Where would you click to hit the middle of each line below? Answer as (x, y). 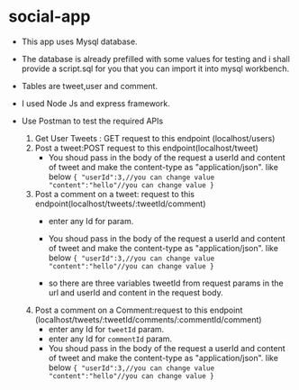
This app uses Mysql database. (79, 41)
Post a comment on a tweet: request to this (115, 194)
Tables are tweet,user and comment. (90, 86)
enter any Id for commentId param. (110, 339)
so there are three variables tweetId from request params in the (166, 283)
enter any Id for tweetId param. (106, 329)
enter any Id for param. (91, 221)
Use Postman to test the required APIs (92, 121)
